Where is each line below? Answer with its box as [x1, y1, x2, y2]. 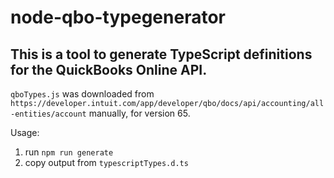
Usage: [10, 127, 40, 138]
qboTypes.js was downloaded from [10, 88, 155, 100]
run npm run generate [24, 146, 114, 158]
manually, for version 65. [88, 107, 191, 119]
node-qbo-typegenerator [10, 6, 226, 29]
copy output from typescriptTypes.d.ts [24, 157, 189, 168]
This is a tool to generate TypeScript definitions [10, 46, 313, 63]
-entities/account [10, 109, 87, 119]
